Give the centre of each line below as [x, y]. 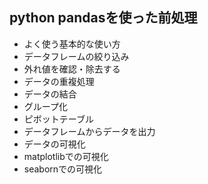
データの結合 [50, 94]
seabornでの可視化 [63, 169]
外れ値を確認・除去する [72, 69]
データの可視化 [54, 144]
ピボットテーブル [58, 119]
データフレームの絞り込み [76, 56]
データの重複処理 [59, 81]
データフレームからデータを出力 [89, 131]
